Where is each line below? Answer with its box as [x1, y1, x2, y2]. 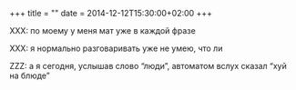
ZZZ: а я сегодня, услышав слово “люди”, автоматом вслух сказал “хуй [9, 61, 287, 71]
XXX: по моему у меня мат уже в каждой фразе [9, 25, 196, 35]
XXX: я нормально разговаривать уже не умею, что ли [9, 43, 223, 54]
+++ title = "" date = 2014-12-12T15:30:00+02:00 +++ [9, 8, 212, 18]
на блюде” [9, 70, 50, 81]
